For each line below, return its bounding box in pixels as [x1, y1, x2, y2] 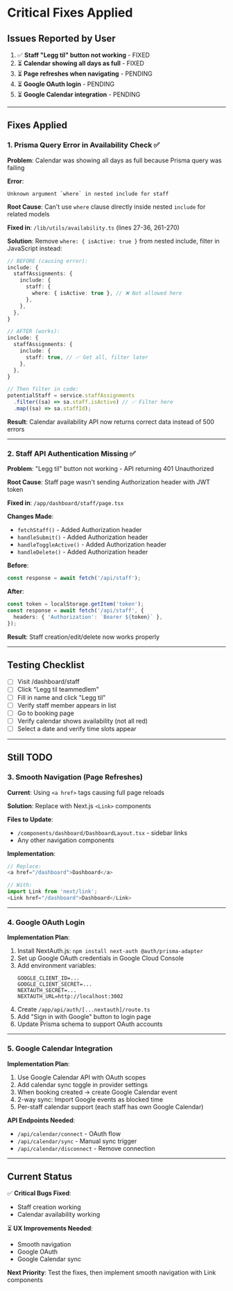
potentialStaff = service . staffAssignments [7, 392, 135, 400]
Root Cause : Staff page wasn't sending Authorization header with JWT [7, 478, 210, 486]
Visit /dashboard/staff [17, 678, 80, 686]
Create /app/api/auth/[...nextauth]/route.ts [17, 1005, 150, 1014]
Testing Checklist [7, 659, 85, 671]
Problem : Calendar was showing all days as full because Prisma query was [7, 156, 222, 164]
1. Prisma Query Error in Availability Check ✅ [7, 140, 160, 150]
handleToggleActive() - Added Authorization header [17, 540, 167, 549]
